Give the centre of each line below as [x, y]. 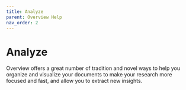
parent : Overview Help [34, 17]
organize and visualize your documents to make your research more [89, 75]
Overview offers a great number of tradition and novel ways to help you [93, 68]
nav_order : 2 [22, 22]
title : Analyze [25, 12]
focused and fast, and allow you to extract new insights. [74, 81]
